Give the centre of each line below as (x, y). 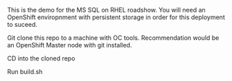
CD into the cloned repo (41, 58)
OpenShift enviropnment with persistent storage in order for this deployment (116, 17)
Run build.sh (25, 72)
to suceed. (23, 24)
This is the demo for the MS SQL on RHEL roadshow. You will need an (106, 10)
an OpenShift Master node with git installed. (70, 45)
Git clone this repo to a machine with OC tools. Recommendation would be (113, 38)
